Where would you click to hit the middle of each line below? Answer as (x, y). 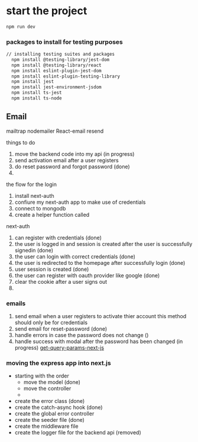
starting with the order (42, 376)
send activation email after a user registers (67, 160)
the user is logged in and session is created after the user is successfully (103, 244)
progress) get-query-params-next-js (59, 348)
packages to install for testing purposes (64, 41)
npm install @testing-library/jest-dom (61, 60)
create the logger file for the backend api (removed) (78, 433)
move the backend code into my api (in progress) (74, 154)
